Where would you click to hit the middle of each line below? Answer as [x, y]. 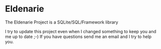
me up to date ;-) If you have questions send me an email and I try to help [78, 37]
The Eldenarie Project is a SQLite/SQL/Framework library [62, 22]
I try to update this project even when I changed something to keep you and [81, 31]
